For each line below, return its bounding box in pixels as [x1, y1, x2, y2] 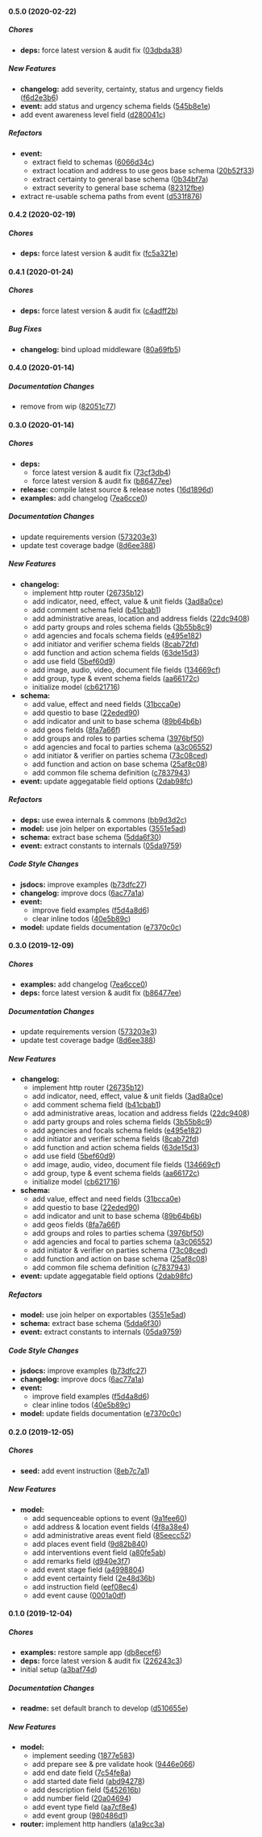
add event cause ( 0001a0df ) [31, 1590, 127, 1600]
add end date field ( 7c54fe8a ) [31, 1768, 131, 1777]
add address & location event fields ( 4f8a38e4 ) [31, 1522, 189, 1532]
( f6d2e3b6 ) [19, 93, 59, 102]
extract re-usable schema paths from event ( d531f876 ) [19, 191, 203, 201]
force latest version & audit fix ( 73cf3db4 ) [31, 468, 172, 477]
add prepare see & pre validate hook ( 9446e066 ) [31, 1760, 196, 1769]
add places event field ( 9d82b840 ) [31, 1539, 148, 1548]
